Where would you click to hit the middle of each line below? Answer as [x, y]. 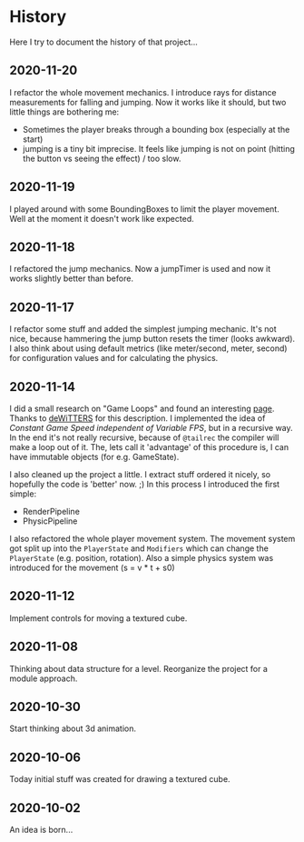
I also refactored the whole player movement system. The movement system [152, 539]
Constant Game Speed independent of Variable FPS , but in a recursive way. [151, 428]
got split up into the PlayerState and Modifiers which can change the [139, 548]
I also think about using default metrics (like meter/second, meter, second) [148, 348]
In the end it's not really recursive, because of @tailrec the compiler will [144, 437]
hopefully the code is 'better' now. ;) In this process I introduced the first [144, 484]
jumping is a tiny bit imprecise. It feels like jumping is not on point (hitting [158, 148]
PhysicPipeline [50, 521]
